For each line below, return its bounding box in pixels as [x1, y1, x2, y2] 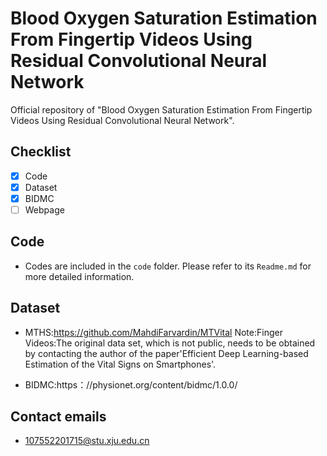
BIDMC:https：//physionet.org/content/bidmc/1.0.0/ [24, 378, 238, 391]
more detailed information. [24, 270, 135, 282]
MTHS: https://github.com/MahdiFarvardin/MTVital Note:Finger [24, 326, 283, 338]
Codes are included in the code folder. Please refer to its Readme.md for [24, 260, 312, 272]
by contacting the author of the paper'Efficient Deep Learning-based [24, 347, 309, 359]
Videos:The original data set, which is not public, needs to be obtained [24, 337, 316, 349]
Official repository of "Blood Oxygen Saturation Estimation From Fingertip [10, 103, 313, 116]
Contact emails [10, 408, 107, 426]
